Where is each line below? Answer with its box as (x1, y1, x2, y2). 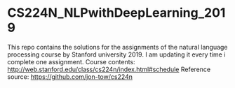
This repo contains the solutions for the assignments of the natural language (7, 43, 228, 51)
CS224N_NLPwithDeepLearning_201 (7, 5, 226, 21)
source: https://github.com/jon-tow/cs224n (7, 72, 133, 81)
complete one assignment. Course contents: (7, 57, 135, 66)
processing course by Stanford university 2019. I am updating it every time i (7, 50, 226, 59)
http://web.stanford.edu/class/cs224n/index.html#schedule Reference (7, 65, 211, 73)
